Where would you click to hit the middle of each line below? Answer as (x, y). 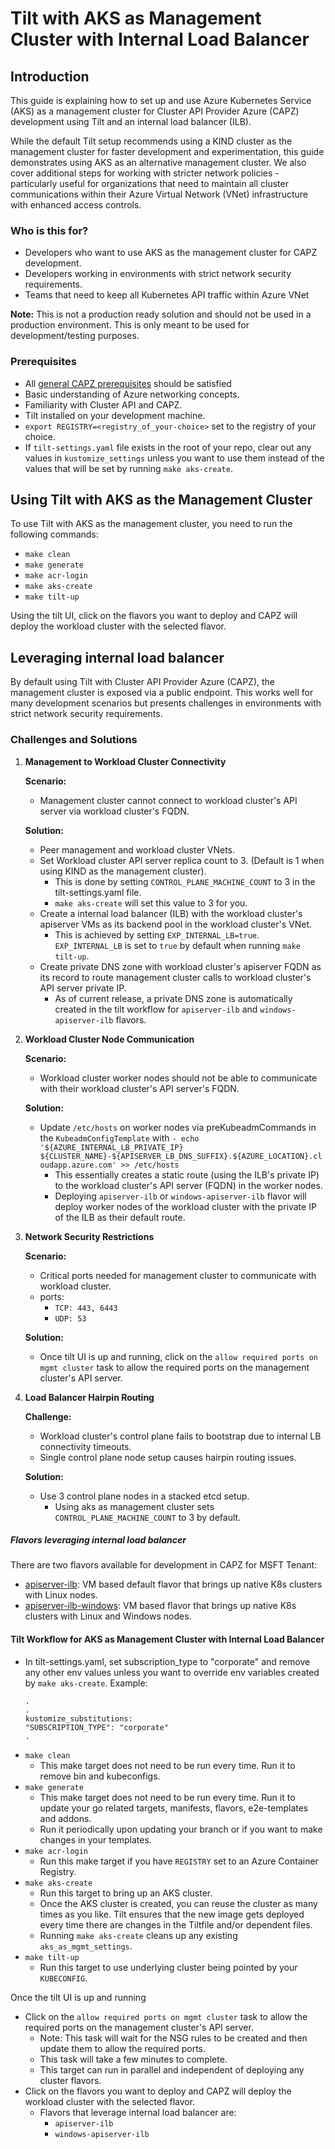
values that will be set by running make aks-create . (128, 468)
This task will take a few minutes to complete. (133, 2059)
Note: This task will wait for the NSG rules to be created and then (173, 2038)
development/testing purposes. (75, 336)
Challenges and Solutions (74, 740)
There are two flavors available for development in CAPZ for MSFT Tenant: (164, 1565)
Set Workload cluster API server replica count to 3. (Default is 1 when (182, 860)
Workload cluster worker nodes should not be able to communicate (178, 1078)
